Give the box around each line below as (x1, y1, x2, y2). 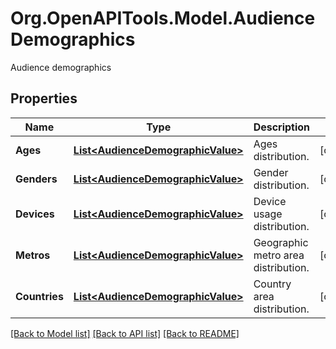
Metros (15, 248, 51, 262)
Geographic (253, 235, 309, 249)
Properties (10, 90, 78, 107)
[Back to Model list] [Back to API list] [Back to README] (10, 327, 240, 339)
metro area (253, 248, 305, 262)
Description (253, 120, 311, 134)
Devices (15, 207, 55, 221)
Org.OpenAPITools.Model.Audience (10, 7, 316, 30)
